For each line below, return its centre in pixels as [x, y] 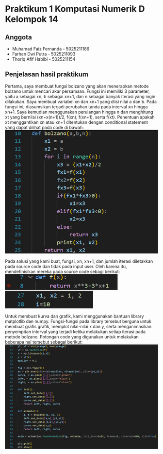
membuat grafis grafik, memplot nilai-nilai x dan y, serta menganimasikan [78, 327]
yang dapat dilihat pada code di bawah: [44, 127]
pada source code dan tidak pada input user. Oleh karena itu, [66, 267]
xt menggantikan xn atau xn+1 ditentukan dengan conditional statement [76, 122]
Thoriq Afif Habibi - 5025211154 [44, 59]
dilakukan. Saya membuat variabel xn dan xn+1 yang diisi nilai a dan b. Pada [81, 101]
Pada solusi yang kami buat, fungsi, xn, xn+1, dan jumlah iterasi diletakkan [79, 261]
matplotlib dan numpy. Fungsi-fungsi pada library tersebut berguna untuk [78, 321]
